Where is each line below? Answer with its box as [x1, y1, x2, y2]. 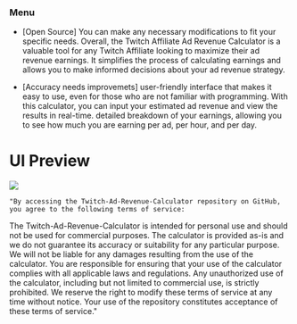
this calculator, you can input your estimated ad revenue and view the [21, 101, 278, 112]
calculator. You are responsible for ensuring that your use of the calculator [9, 259, 283, 270]
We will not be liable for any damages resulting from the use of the [9, 249, 254, 260]
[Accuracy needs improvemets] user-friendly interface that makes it [21, 82, 272, 93]
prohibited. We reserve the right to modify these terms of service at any [9, 287, 273, 298]
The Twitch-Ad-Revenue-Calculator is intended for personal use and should [9, 220, 288, 231]
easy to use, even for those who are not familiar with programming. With [21, 91, 288, 102]
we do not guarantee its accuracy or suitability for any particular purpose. [9, 239, 280, 251]
